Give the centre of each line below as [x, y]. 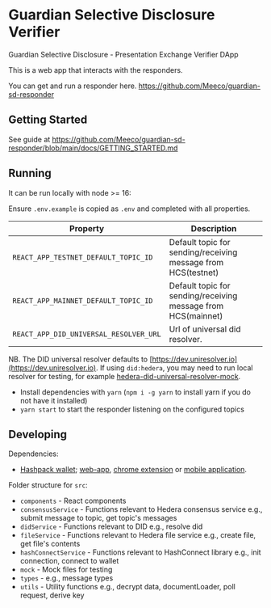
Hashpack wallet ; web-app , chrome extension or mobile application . [133, 470]
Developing [38, 434]
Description [214, 228]
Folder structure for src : [48, 485]
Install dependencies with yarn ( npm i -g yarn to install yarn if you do [135, 392]
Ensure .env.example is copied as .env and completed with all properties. [129, 209]
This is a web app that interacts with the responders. [96, 70]
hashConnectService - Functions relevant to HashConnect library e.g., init [140, 552]
